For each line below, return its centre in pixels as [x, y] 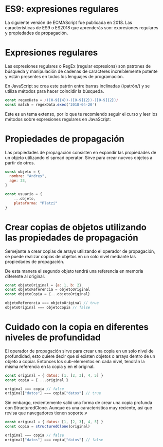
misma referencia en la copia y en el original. [50, 366]
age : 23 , [18, 181]
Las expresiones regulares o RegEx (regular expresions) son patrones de [78, 66]
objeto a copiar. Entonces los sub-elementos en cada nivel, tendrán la [75, 361]
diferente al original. [25, 276]
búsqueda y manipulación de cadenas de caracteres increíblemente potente [81, 71]
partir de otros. [20, 163]
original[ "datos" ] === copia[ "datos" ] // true [53, 393]
